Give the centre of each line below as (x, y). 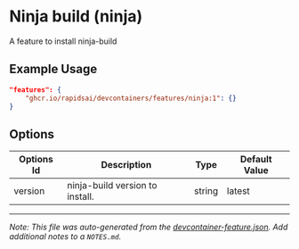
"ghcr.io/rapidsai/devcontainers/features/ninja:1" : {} (131, 98)
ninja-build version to (112, 186)
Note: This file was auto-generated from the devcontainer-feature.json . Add (149, 227)
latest (238, 191)
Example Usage (53, 69)
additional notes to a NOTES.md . (65, 237)
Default (256, 160)
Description (126, 165)
